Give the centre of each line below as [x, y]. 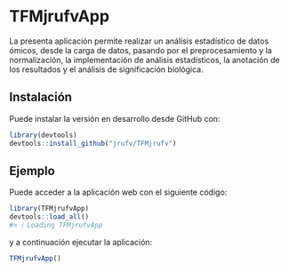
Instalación [41, 97]
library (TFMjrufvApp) [49, 209]
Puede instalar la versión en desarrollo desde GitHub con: [115, 118]
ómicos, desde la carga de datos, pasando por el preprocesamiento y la [141, 50]
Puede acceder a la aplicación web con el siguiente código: [118, 192]
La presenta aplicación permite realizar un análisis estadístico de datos [139, 41]
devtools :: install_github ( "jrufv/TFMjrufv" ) [93, 143]
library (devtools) [43, 135]
